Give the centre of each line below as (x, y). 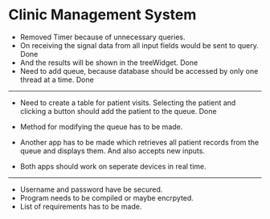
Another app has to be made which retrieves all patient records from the (139, 142)
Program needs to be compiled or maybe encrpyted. (107, 197)
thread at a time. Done (57, 79)
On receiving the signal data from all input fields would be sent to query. (139, 45)
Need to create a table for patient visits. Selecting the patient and (128, 103)
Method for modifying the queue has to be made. (101, 127)
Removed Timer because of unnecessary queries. (102, 37)
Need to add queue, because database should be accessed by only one (139, 71)
